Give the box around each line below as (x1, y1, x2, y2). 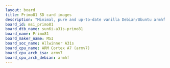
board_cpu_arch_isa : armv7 (5, 50, 63, 55)
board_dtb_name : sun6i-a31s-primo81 (5, 27, 83, 32)
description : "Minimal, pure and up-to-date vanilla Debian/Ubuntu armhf (5, 17, 166, 22)
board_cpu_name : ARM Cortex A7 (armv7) (5, 46, 90, 51)
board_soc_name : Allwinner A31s (5, 41, 74, 46)
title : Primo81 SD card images (5, 12, 72, 17)
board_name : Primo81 (5, 31, 50, 36)
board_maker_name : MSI (5, 36, 54, 41)
